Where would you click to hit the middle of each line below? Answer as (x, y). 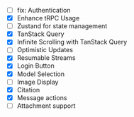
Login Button (35, 66)
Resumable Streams (46, 58)
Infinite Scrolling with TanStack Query (72, 42)
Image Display (38, 82)
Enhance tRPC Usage (48, 18)
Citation (28, 90)
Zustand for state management (62, 26)
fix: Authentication (44, 10)
